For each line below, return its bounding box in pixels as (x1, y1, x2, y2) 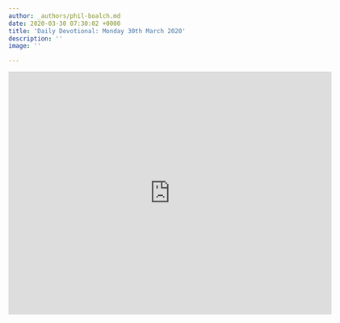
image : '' (8, 42, 42, 50)
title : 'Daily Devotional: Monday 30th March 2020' (8, 27, 186, 35)
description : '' (8, 34, 63, 43)
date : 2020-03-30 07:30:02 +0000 (8, 19, 121, 28)
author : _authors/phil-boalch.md (8, 11, 121, 20)
